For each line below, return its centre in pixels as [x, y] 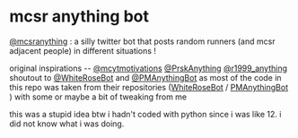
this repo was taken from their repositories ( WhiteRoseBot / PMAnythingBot [149, 87]
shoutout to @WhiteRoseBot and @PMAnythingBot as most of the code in [145, 77]
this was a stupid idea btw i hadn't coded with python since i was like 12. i [145, 114]
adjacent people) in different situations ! [83, 50]
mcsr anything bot [79, 17]
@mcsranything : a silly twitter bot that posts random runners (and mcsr [142, 41]
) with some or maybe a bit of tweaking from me [98, 97]
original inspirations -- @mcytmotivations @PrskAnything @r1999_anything [149, 68]
